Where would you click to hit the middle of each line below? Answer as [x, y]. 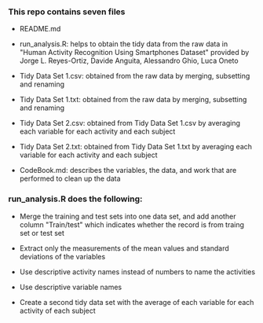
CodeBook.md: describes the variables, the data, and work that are [128, 171]
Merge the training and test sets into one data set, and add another [128, 216]
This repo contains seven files [67, 12]
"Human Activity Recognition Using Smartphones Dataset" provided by [134, 53]
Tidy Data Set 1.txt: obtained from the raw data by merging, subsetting [133, 100]
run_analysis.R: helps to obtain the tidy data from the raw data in [124, 44]
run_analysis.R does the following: [75, 199]
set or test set [42, 233]
